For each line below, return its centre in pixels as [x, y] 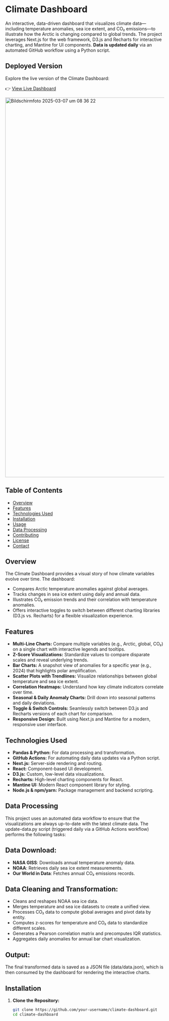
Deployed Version [34, 66]
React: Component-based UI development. [57, 769]
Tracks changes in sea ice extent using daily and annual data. [76, 594]
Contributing [25, 535]
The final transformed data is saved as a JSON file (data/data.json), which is [84, 967]
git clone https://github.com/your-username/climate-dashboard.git [85, 1010]
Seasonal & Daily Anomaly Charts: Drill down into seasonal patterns [84, 698]
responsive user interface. [40, 725]
